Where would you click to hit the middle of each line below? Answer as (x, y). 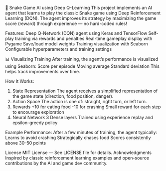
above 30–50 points (26, 143)
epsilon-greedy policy (35, 123)
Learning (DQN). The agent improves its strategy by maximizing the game (81, 18)
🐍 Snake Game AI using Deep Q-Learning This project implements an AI (79, 8)
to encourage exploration (38, 112)
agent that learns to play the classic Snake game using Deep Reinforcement (83, 13)
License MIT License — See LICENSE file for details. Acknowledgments (79, 153)
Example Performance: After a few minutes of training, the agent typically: (81, 132)
